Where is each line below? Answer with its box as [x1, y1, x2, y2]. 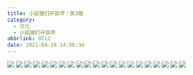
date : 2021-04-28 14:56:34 [7, 42, 85, 48]
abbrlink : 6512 [7, 35, 51, 42]
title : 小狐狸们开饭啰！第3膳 [7, 10, 84, 17]
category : [7, 16, 36, 23]
